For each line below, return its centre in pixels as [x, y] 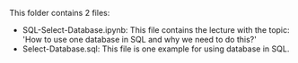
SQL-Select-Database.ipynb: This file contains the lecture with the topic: [156, 30]
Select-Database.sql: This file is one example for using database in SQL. [156, 49]
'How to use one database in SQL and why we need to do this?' [140, 39]
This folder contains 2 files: [60, 13]
